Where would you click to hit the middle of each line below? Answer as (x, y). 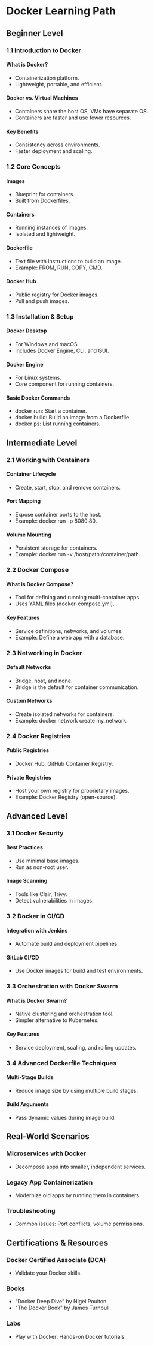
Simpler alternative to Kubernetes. (57, 1020)
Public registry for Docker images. (57, 295)
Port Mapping (24, 501)
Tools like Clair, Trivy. (41, 894)
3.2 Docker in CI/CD (36, 916)
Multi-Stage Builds (30, 1077)
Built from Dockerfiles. (42, 201)
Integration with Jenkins (37, 930)
